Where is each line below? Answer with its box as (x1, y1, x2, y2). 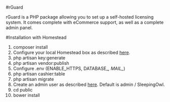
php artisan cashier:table (13, 71, 65, 77)
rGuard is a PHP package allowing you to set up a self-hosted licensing (6, 14, 154, 20)
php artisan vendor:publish (13, 60, 70, 66)
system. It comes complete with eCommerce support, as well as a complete (6, 20, 164, 25)
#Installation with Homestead (6, 35, 67, 40)
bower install (13, 92, 40, 98)
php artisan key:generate (13, 55, 66, 61)
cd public (13, 87, 33, 92)
